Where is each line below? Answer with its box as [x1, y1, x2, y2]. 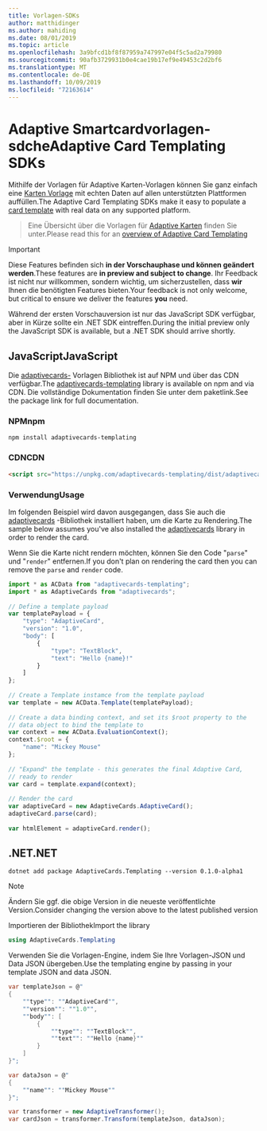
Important [8, 244, 41, 255]
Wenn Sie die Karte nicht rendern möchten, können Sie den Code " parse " [8, 548, 248, 557]
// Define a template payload [8, 603, 109, 610]
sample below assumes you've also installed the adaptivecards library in [8, 524, 245, 533]
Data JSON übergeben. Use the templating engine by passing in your [8, 959, 233, 969]
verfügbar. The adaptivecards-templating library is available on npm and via [8, 379, 254, 388]
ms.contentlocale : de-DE [8, 71, 91, 79]
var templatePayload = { [8, 610, 91, 618]
